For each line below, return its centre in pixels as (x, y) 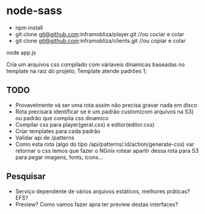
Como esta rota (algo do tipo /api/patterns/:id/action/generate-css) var (105, 144)
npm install (29, 28)
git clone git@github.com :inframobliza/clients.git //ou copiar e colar (100, 40)
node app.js (21, 52)
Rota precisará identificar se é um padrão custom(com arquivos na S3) (104, 112)
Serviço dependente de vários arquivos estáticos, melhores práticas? (102, 191)
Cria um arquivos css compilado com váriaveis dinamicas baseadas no (96, 64)
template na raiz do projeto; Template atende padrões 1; (77, 71)
